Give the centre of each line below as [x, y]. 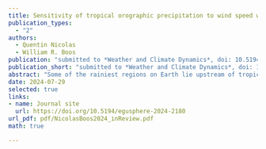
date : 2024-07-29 [37, 82]
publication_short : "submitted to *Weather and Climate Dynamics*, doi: [131, 67]
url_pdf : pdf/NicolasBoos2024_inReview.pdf [81, 119]
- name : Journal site [44, 104]
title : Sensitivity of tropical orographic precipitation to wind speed [131, 15]
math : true [26, 126]
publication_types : [40, 23]
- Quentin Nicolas [46, 45]
